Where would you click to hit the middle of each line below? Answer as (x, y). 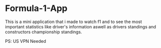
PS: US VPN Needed (26, 41)
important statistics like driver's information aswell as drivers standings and (81, 26)
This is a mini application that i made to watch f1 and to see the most (73, 22)
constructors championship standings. (44, 32)
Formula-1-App (36, 8)
